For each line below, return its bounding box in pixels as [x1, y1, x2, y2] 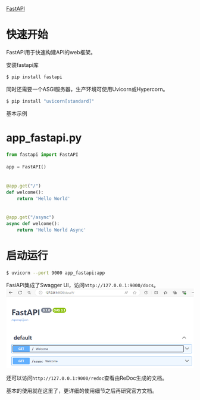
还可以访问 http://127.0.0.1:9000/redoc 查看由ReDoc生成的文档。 [6, 374, 168, 381]
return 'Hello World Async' [17, 227, 86, 233]
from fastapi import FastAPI [6, 152, 79, 158]
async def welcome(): [6, 221, 60, 227]
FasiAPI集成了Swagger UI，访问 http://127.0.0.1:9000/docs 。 [6, 281, 160, 288]
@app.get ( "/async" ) [6, 214, 55, 220]
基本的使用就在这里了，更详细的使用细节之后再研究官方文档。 [6, 387, 158, 394]
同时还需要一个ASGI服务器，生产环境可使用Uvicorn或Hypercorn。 [6, 85, 168, 93]
